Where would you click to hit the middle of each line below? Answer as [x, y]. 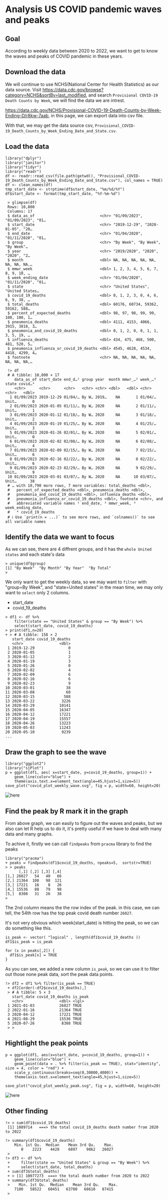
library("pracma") [24, 859]
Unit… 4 [20, 446]
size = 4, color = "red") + [35, 1068]
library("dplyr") [23, 158]
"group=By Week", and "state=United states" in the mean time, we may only [84, 587]
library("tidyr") [23, 167]
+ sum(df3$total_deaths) [33, 1171]
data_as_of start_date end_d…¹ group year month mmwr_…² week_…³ [85, 379]
